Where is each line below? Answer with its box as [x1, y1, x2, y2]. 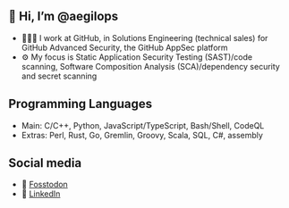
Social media [8, 155, 82, 171]
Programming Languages [8, 96, 153, 112]
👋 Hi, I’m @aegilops [8, 9, 119, 24]
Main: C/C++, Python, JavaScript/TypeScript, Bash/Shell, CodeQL [21, 120, 265, 130]
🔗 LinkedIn [21, 188, 61, 199]
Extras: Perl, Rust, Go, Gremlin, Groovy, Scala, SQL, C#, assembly [21, 129, 263, 140]
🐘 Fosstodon [21, 179, 68, 190]
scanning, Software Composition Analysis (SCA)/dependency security [21, 61, 281, 71]
